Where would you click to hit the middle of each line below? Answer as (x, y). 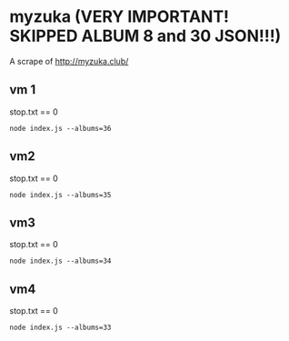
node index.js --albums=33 (60, 328)
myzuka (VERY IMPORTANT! (120, 17)
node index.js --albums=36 (60, 128)
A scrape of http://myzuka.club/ (69, 61)
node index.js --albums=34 (60, 261)
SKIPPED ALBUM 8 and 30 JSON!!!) (145, 36)
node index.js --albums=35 (60, 195)
